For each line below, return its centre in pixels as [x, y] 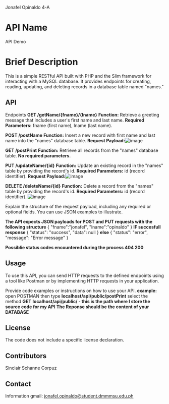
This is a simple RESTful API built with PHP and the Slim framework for [78, 76]
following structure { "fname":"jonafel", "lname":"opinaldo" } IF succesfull [83, 227]
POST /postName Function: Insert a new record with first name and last [80, 135]
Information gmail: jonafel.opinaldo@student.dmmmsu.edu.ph [69, 396]
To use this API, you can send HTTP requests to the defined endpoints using [84, 275]
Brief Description [42, 62]
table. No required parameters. [38, 155]
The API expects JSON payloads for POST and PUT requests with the [79, 221]
